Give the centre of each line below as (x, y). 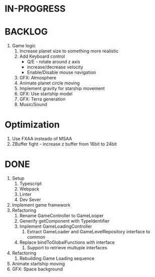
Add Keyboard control (42, 56)
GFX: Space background (37, 269)
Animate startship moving (38, 264)
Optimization (32, 125)
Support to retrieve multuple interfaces (67, 248)
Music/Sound (33, 105)
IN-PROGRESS (35, 9)
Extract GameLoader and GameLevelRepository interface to (89, 232)
